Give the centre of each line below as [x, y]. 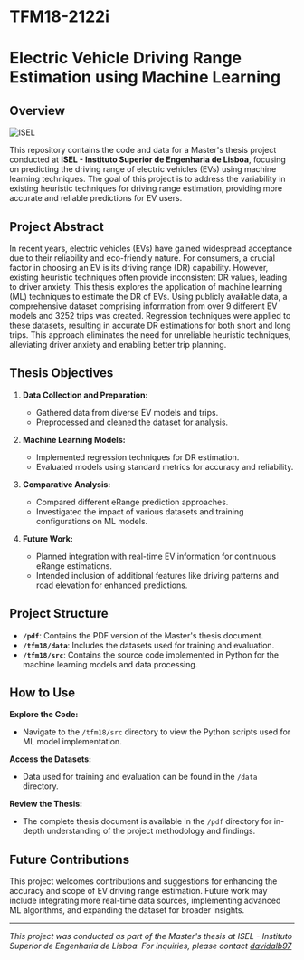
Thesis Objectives [62, 373]
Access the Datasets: [51, 759]
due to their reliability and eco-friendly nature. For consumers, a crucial [142, 258]
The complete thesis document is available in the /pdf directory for [147, 821]
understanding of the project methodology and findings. [151, 831]
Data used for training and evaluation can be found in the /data [140, 777]
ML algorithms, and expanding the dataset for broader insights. [127, 910]
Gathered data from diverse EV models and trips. [127, 412]
